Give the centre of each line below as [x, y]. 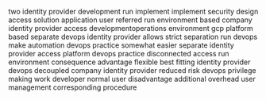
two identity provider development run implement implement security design [133, 12]
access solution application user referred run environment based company [130, 20]
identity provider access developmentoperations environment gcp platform [131, 28]
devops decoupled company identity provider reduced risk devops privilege [132, 70]
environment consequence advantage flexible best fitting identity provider [129, 62]
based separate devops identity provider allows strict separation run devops [133, 37]
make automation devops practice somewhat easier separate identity [121, 45]
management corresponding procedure [73, 87]
